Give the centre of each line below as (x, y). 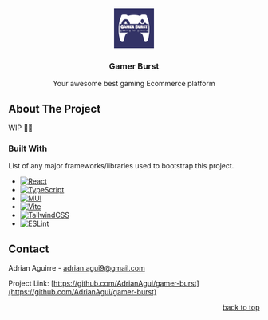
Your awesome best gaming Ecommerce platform (134, 84)
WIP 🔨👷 (21, 128)
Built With (28, 148)
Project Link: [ (31, 283)
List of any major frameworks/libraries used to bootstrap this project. (121, 166)
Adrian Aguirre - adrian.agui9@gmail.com (77, 268)
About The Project (55, 109)
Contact (29, 249)
